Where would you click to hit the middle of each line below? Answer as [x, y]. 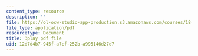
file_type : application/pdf [41, 28]
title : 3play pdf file [34, 38]
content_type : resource [35, 11]
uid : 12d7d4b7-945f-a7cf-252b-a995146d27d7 [60, 44]
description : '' [26, 17]
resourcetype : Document [35, 33]
